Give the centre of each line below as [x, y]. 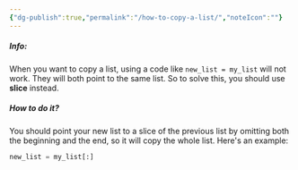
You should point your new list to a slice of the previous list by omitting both [149, 131]
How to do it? [35, 108]
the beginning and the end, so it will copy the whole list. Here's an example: [149, 140]
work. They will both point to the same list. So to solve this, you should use [147, 78]
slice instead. [35, 88]
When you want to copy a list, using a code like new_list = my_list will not [148, 69]
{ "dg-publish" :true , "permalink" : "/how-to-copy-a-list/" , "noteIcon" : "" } [146, 17]
